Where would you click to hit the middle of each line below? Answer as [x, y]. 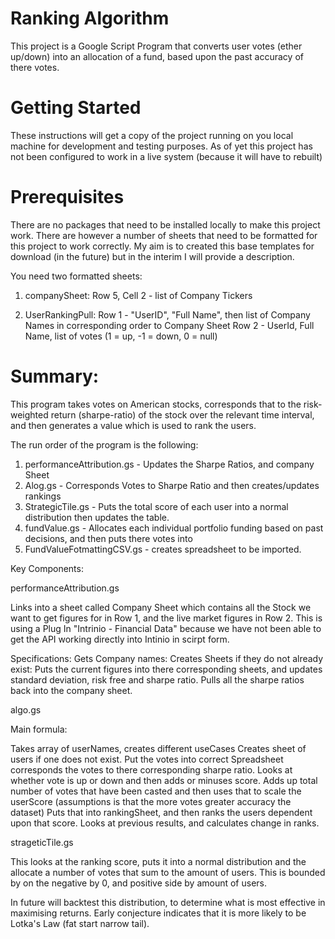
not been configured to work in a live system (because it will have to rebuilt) [166, 156]
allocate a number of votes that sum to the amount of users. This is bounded [168, 872]
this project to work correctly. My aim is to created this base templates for [162, 246]
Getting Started [76, 108]
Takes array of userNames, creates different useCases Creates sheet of [158, 748]
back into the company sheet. [71, 690]
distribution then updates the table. [97, 517]
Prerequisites [67, 197]
